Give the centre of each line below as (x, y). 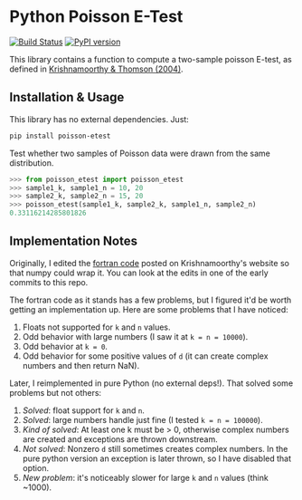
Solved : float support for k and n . (83, 410)
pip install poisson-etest (60, 136)
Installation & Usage (67, 97)
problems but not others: (56, 392)
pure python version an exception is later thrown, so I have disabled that (157, 458)
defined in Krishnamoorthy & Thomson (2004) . (96, 69)
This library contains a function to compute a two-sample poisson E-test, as (151, 59)
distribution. (32, 163)
